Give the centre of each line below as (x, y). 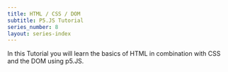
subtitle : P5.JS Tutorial (45, 20)
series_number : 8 (33, 27)
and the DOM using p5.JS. (46, 61)
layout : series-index (39, 34)
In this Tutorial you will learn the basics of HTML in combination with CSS (114, 54)
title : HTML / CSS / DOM (44, 14)
